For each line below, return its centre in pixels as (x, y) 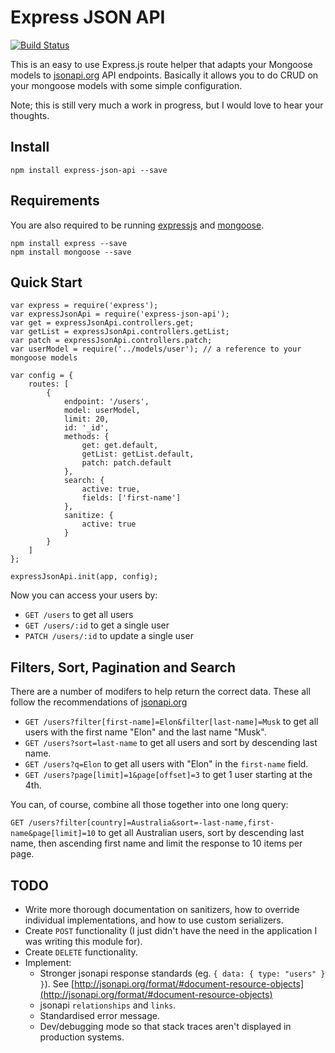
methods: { (86, 437)
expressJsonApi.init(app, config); (84, 577)
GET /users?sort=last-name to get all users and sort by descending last (171, 743)
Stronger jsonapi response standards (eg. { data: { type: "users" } (182, 973)
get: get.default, (120, 446)
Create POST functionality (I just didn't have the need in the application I (171, 930)
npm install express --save (69, 243)
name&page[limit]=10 (53, 834)
